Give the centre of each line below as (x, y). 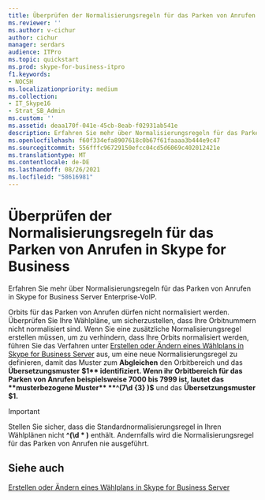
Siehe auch (36, 468)
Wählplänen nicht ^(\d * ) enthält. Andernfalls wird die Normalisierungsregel (131, 434)
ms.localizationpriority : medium (63, 89)
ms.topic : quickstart (44, 60)
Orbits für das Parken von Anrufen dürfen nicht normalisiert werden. (119, 312)
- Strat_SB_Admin (37, 111)
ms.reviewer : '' (35, 23)
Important (24, 411)
